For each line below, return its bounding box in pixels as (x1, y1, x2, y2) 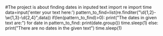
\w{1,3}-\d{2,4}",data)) (5, 15, 51, 20)
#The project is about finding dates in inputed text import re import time (5, 4, 152, 10)
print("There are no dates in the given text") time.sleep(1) (5, 25, 122, 31)
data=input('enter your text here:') (5, 9, 75, 15)
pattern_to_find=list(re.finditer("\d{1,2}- (76, 9, 157, 15)
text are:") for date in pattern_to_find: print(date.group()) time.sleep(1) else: (5, 20, 159, 26)
